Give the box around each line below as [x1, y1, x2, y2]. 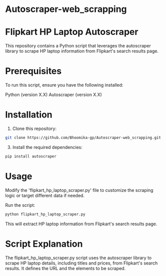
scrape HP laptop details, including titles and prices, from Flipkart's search [5, 260, 158, 266]
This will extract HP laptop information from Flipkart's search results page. [5, 221, 158, 227]
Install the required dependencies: [12, 144, 83, 150]
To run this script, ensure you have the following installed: [5, 82, 123, 88]
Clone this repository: [12, 126, 57, 132]
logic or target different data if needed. [5, 192, 84, 198]
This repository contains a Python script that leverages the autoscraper [5, 43, 151, 49]
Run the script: [5, 202, 35, 208]
